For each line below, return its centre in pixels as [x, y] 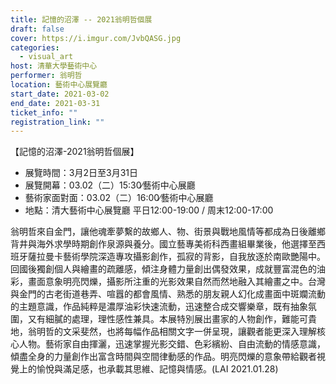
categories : [35, 47]
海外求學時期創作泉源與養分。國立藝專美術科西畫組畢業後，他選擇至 [176, 244]
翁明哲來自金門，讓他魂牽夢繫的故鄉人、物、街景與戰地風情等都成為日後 [159, 232]
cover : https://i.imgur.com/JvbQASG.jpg [96, 38]
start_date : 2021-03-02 [60, 94]
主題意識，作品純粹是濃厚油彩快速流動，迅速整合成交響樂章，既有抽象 [163, 307]
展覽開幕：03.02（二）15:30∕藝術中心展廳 [110, 185]
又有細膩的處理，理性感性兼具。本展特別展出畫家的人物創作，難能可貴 [172, 319]
